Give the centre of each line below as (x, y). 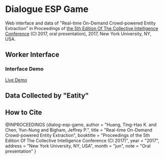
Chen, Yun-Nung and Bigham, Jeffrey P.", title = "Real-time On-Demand (79, 130)
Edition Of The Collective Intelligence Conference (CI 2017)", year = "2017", (82, 140)
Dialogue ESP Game (47, 9)
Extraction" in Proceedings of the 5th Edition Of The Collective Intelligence (82, 28)
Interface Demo (24, 69)
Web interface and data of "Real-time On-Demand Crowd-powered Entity (81, 23)
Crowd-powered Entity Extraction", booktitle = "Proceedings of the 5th (78, 135)
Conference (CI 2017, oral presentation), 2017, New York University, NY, (78, 33)
